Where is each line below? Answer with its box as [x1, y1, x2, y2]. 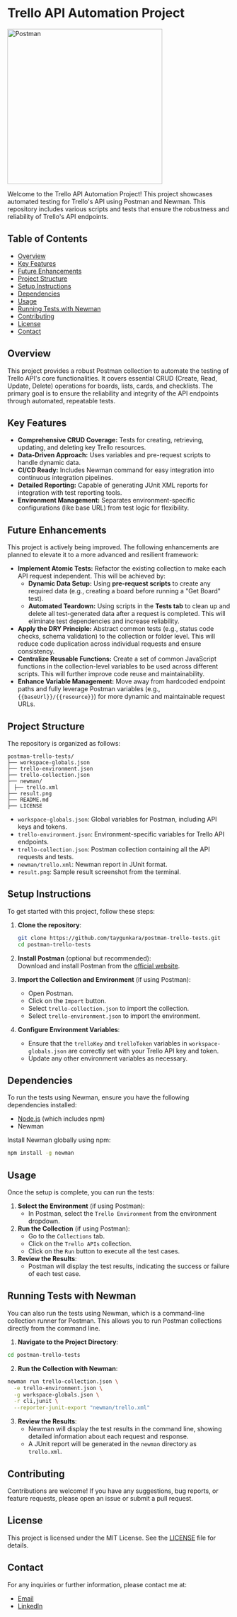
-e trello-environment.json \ [13, 1384, 103, 1392]
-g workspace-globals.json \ [13, 1391, 100, 1398]
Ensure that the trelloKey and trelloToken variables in [28, 1039, 187, 1047]
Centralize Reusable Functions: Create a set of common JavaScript [17, 654, 217, 664]
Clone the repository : [17, 920, 82, 929]
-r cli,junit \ [13, 1398, 59, 1405]
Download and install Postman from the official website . [17, 961, 180, 970]
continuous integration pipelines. [17, 474, 113, 482]
